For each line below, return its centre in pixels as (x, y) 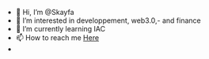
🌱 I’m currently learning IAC (60, 29)
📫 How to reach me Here (57, 38)
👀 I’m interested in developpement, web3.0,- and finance (108, 20)
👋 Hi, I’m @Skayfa (45, 12)
